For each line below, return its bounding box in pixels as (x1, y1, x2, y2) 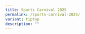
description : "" (5, 21, 39, 26)
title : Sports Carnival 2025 (5, 7, 67, 12)
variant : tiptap (5, 16, 39, 21)
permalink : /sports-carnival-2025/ (5, 12, 80, 17)
